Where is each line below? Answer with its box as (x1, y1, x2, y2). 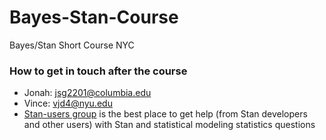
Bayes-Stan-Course (9, 6, 179, 29)
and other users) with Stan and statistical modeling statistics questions (23, 119, 316, 131)
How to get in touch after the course (9, 64, 188, 78)
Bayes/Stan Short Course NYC (9, 39, 135, 51)
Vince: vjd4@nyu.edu (23, 97, 113, 110)
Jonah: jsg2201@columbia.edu (23, 87, 152, 99)
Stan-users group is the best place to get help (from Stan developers (23, 108, 308, 120)
